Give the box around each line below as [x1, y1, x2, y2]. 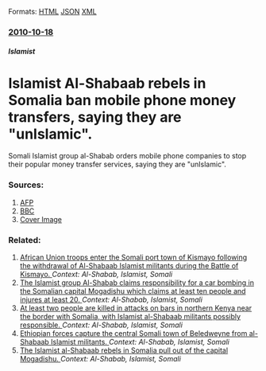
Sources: [8, 179, 44, 190]
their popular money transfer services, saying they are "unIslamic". [8, 159, 226, 170]
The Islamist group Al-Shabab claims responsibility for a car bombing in [19, 278, 254, 287]
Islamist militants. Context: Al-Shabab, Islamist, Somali [50, 338, 230, 347]
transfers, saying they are [8, 107, 182, 126]
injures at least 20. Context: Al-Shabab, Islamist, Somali [19, 295, 202, 305]
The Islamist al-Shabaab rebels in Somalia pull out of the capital [19, 346, 229, 355]
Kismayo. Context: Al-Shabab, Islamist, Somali [19, 270, 173, 279]
